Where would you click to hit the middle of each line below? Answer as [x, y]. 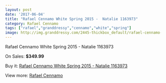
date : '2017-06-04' [25, 14]
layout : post [19, 10]
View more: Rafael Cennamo [34, 75]
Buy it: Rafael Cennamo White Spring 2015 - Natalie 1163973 [66, 66]
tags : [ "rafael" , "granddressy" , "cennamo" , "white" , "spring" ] [68, 28]
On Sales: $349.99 [25, 56]
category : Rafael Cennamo [32, 23]
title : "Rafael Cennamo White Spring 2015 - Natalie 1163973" [72, 19]
